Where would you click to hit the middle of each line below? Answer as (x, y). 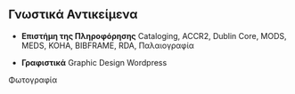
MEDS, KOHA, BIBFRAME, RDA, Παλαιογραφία (108, 45)
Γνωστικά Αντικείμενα (73, 15)
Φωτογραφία (33, 80)
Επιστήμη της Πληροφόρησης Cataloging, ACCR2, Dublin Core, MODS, (154, 35)
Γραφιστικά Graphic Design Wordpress (94, 62)
